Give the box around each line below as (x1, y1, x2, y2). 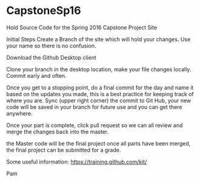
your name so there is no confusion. (6, 42, 96, 49)
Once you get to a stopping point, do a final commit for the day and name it (6, 83, 194, 91)
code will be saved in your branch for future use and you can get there (6, 103, 183, 110)
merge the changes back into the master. (6, 128, 109, 135)
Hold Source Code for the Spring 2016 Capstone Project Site (6, 24, 158, 31)
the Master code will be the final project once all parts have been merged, (6, 139, 191, 147)
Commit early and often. (6, 72, 67, 79)
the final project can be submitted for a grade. (6, 146, 121, 153)
